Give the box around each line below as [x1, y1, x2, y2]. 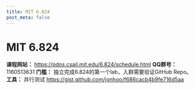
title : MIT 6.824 [6, 8, 50, 15]
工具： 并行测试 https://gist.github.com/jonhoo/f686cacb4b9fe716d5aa [6, 76, 184, 83]
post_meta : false [6, 14, 50, 20]
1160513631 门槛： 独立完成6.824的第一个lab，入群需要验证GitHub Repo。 [6, 69, 192, 76]
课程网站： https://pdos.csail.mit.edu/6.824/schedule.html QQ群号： [6, 61, 177, 68]
